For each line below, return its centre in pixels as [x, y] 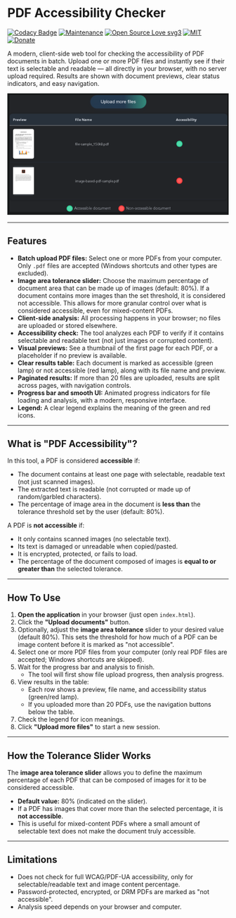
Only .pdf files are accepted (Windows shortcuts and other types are [117, 265]
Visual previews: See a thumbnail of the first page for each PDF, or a [118, 348]
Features [27, 241]
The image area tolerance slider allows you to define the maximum [105, 772]
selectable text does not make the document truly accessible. [106, 831]
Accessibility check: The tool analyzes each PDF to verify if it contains [120, 333]
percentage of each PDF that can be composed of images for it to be [107, 780]
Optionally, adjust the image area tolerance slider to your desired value [120, 630]
